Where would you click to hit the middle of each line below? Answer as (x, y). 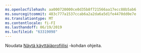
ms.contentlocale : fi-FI (30, 23)
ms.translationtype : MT (29, 18)
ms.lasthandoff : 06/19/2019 (34, 27)
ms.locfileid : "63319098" (31, 32)
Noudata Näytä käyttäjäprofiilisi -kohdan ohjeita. (54, 46)
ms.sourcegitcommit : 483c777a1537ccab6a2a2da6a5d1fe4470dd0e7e (71, 14)
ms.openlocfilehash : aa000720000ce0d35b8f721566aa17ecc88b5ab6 (71, 9)
